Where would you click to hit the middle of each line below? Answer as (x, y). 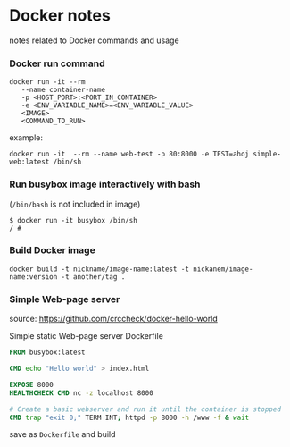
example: (26, 138)
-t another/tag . (93, 277)
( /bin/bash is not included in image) (75, 204)
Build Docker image (52, 250)
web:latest (29, 162)
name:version (33, 277)
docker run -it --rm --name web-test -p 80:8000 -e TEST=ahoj (129, 154)
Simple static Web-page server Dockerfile (86, 336)
